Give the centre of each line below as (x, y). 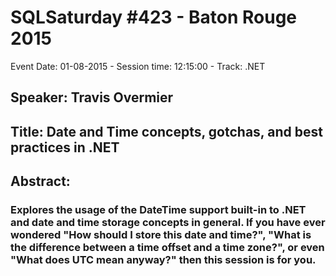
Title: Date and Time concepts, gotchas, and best (166, 131)
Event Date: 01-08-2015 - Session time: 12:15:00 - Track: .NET (138, 66)
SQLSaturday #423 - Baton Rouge (154, 17)
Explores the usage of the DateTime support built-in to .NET (158, 210)
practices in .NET (65, 147)
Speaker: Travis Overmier (92, 97)
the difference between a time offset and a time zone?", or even (167, 248)
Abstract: (40, 181)
